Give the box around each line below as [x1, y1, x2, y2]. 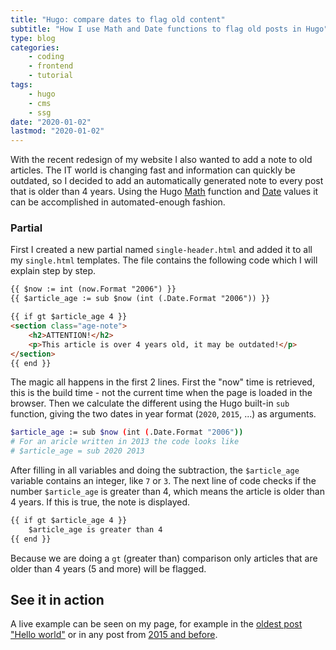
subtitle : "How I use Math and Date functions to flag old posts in [10, 24, 302, 34]
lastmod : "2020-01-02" [10, 126, 105, 136]
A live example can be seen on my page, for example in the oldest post [10, 618, 303, 630]
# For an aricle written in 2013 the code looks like [10, 437, 240, 447]
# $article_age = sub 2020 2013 [10, 446, 145, 456]
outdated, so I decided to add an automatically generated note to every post [10, 175, 324, 187]
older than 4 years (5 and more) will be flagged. [10, 562, 207, 575]
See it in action [10, 592, 105, 609]
